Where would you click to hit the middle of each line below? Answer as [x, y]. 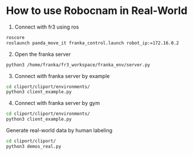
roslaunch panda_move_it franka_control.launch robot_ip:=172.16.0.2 [93, 43]
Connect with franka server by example [62, 76]
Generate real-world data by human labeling [59, 131]
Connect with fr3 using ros [46, 27]
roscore [15, 37]
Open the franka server [43, 54]
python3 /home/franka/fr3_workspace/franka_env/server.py [78, 65]
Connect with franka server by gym [57, 103]
